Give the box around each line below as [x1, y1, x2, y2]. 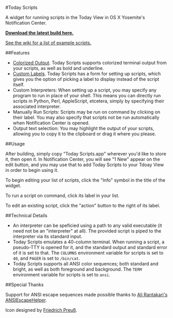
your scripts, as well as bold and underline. [12, 65, 104, 71]
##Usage [5, 141, 25, 147]
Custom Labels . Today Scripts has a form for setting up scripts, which [12, 70, 161, 77]
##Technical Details [5, 213, 48, 218]
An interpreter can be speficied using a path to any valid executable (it [12, 222, 162, 228]
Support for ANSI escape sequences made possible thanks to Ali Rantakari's [5, 292, 168, 297]
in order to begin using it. [5, 167, 59, 173]
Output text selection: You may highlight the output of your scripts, [12, 126, 154, 131]
